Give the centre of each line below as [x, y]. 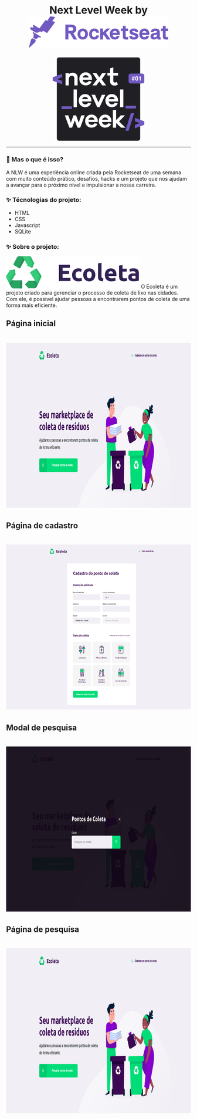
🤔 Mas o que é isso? [35, 160]
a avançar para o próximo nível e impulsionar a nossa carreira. [81, 185]
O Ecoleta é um [159, 287]
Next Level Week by [98, 10]
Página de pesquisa [43, 930]
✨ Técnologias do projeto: [44, 200]
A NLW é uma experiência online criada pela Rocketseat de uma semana [94, 172]
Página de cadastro [42, 526]
